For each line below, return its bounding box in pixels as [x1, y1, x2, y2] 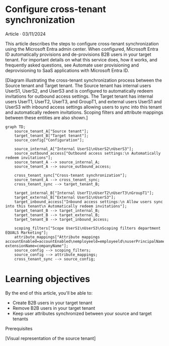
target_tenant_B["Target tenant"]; [14, 133, 89, 138]
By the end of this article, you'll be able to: [5, 290, 93, 296]
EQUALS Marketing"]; [5, 230, 49, 235]
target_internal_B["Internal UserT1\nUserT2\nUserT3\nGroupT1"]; [14, 190, 154, 195]
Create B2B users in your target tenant [12, 300, 93, 306]
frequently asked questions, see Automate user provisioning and [5, 62, 139, 68]
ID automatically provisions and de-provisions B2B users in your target [5, 51, 152, 57]
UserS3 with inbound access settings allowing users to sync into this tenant [5, 104, 162, 110]
